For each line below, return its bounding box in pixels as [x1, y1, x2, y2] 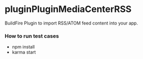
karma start [12, 49, 36, 55]
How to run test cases [5, 32, 59, 39]
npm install [12, 44, 35, 50]
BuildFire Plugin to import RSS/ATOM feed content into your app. [5, 20, 138, 26]
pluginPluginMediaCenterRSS [5, 3, 131, 15]
